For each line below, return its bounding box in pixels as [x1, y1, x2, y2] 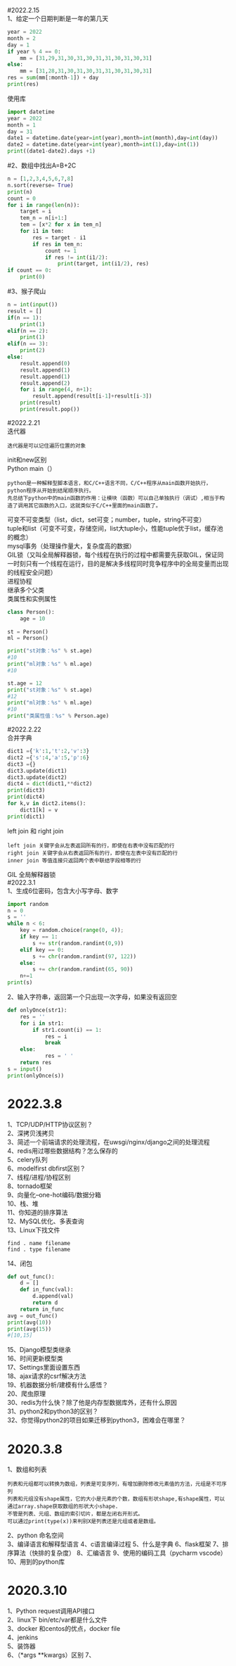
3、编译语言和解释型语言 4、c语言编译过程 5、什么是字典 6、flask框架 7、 [7, 1540, 223, 1548]
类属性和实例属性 [7, 594, 57, 602]
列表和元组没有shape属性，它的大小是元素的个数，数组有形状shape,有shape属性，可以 [7, 1496, 225, 1503]
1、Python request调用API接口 [7, 1607, 95, 1615]
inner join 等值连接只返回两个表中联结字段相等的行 [7, 857, 142, 864]
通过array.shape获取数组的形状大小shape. [7, 1503, 119, 1510]
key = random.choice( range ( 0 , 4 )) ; [20, 927, 124, 934]
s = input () [7, 1066, 42, 1073]
